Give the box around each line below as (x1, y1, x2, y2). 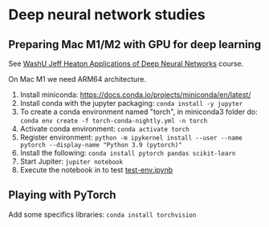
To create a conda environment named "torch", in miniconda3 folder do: (19, 107, 259, 116)
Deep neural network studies (8, 6, 206, 24)
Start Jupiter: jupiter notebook (19, 156, 123, 166)
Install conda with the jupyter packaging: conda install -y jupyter (19, 99, 243, 107)
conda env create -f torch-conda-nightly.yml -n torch (19, 117, 208, 125)
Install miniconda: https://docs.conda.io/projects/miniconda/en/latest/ (19, 90, 251, 99)
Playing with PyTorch (8, 188, 116, 202)
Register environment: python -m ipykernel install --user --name (19, 132, 243, 142)
